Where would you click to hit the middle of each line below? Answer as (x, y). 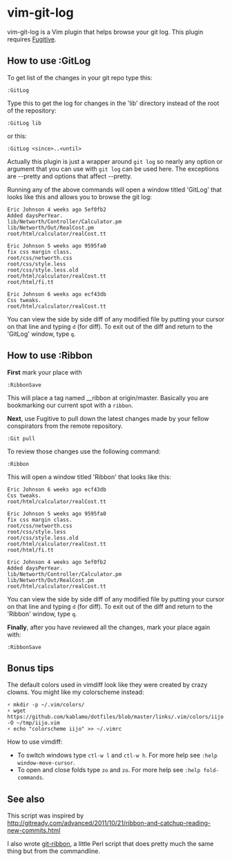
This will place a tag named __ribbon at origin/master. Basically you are (108, 397)
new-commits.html (34, 830)
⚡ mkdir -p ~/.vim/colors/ (46, 705)
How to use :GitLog (49, 61)
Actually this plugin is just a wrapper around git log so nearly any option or (115, 161)
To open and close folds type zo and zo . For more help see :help (109, 770)
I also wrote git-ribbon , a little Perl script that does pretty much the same (110, 844)
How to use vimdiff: (35, 742)
